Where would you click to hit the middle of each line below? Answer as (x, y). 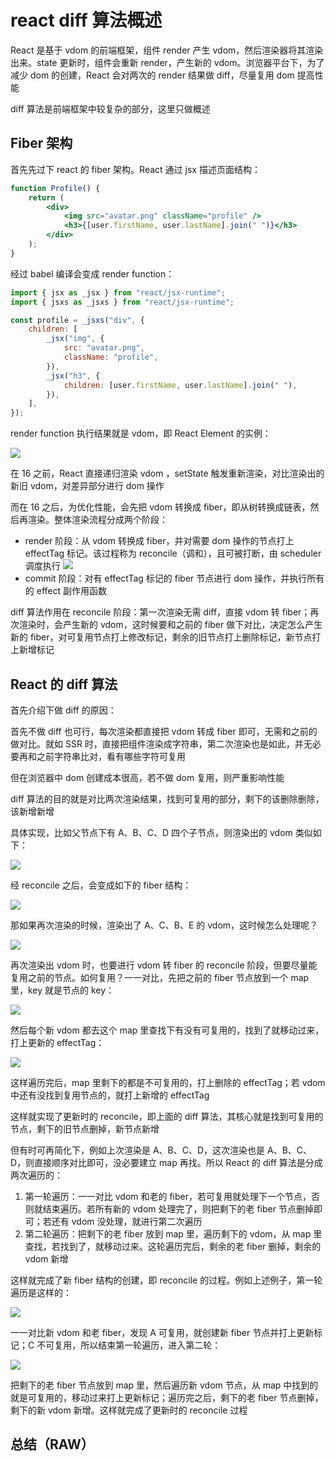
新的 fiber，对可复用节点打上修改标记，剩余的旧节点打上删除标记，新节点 (161, 637)
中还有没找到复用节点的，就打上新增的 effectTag (110, 1095)
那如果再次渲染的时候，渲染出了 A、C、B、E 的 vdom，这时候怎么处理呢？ (164, 925)
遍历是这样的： (41, 1292)
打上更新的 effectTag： (57, 1042)
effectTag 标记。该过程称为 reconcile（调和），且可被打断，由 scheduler (173, 553)
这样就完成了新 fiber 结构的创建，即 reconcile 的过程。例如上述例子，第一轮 (166, 1280)
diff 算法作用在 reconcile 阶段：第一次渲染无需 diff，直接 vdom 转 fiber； (160, 612)
